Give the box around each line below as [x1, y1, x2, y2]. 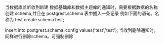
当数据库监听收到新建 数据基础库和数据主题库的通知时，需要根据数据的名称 [5, 4, 158, 10]
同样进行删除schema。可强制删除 [5, 34, 73, 39]
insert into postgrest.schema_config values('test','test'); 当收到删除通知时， [5, 27, 159, 33]
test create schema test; [14, 17, 64, 22]
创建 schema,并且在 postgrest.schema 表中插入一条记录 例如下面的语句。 [5, 10, 155, 16]
